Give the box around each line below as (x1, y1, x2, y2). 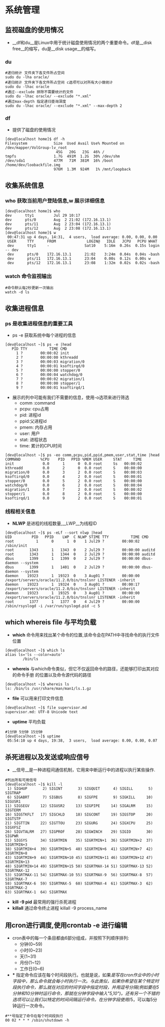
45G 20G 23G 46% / (56, 149, 105, 154)
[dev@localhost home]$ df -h (5, 137, 65, 141)
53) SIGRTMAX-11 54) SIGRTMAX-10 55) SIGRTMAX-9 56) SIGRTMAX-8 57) (5, 873, 153, 878)
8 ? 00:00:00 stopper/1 (16, 381, 80, 386)
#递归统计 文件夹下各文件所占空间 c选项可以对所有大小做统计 (5, 80, 113, 85)
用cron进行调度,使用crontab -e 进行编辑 (5, 921, 128, 929)
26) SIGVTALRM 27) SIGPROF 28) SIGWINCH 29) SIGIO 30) (5, 829, 153, 834)
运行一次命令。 (16, 1003, 47, 1008)
